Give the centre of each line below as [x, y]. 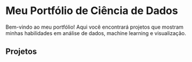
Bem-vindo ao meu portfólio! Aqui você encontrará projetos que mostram [95, 27]
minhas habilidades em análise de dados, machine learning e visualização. [96, 33]
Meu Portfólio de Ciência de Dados [92, 11]
